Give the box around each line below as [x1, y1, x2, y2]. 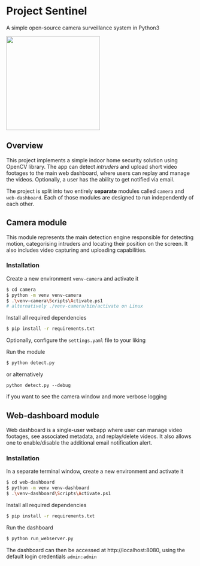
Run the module [6, 348, 46, 356]
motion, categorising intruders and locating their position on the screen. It [6, 240, 188, 247]
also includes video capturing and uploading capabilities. [6, 246, 147, 254]
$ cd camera [6, 287, 36, 293]
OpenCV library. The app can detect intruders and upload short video [6, 163, 178, 170]
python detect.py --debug [6, 383, 71, 389]
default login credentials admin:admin [6, 553, 97, 560]
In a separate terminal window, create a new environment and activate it [6, 467, 184, 475]
